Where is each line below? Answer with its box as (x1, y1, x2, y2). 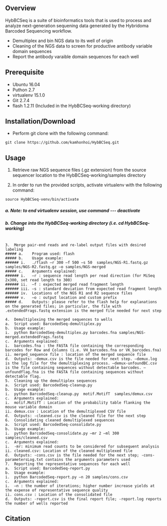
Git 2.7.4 (12, 97, 30, 103)
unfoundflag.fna (5, 369, 39, 374)
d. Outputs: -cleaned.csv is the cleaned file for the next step (5, 413, 146, 418)
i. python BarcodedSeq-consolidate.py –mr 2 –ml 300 (5, 430, 120, 436)
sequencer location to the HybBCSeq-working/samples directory (12, 172, 146, 178)
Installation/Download (5, 117, 76, 126)
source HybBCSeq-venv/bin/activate (5, 197, 79, 202)
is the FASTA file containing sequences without (40, 369, 144, 374)
